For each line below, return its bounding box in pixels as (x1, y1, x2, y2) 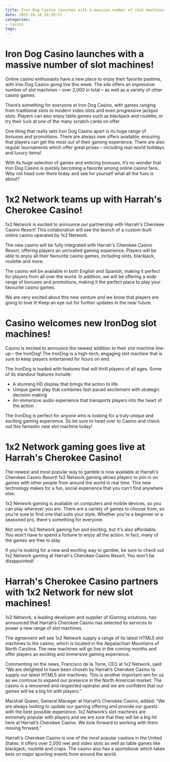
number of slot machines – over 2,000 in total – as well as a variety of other (5, 87, 163, 93)
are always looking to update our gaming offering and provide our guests (5, 703, 158, 709)
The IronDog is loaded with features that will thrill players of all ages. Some (5, 365, 162, 372)
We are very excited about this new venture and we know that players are (5, 294, 159, 300)
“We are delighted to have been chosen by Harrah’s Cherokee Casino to (5, 666, 156, 672)
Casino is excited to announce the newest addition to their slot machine (5, 345, 155, 351)
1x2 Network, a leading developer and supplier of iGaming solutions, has (5, 614, 157, 620)
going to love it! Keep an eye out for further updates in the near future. (5, 300, 152, 305)
